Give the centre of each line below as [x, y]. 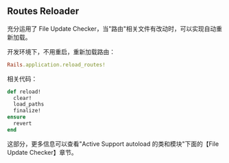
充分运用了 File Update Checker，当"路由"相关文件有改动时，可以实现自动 [112, 28]
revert [23, 124]
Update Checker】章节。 [42, 152]
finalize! [27, 111]
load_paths [29, 104]
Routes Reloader [43, 11]
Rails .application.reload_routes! [57, 64]
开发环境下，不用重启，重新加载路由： [61, 51]
